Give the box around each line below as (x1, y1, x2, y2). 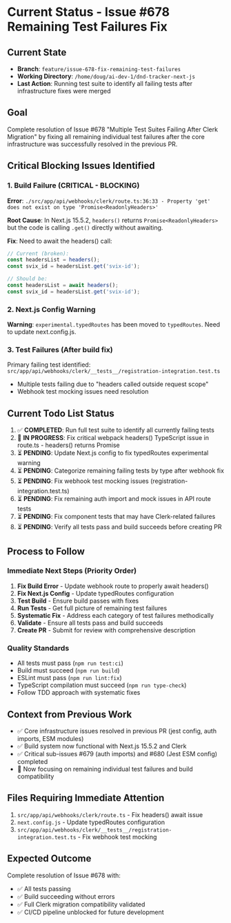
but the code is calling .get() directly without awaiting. (7, 223, 163, 232)
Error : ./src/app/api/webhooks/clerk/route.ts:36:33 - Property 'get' (7, 197, 211, 205)
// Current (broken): (7, 250, 70, 257)
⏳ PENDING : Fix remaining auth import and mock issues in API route (17, 495, 212, 503)
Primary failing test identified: (7, 360, 91, 369)
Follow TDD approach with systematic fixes (17, 688, 141, 697)
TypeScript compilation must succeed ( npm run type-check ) (17, 681, 187, 689)
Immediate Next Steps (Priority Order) (7, 566, 137, 576)
